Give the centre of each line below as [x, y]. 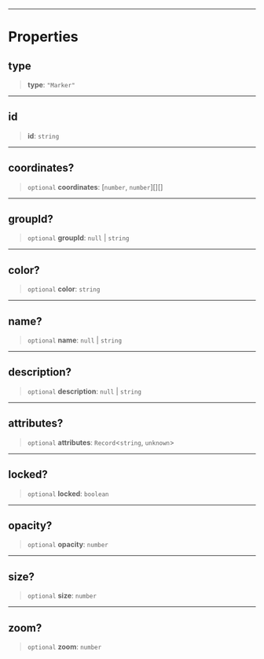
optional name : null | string [75, 340]
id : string [43, 135]
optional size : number [62, 596]
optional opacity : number [68, 545]
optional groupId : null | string [78, 238]
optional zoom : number [64, 646]
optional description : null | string [84, 391]
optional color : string [64, 289]
